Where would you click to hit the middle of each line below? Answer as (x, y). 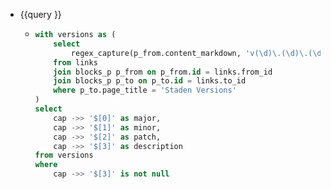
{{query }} (40, 14)
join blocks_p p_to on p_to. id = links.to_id (150, 81)
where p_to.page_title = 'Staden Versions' (145, 90)
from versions (64, 155)
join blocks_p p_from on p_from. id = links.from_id (163, 72)
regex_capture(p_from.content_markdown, (156, 53)
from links (75, 62)
